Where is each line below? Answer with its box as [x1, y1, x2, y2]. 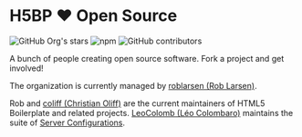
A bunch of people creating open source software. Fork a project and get [9, 53, 285, 64]
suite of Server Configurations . [9, 117, 126, 128]
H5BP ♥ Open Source [9, 5, 178, 26]
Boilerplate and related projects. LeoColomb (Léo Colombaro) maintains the [9, 107, 294, 118]
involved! [9, 63, 44, 73]
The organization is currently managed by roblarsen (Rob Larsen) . [9, 80, 257, 91]
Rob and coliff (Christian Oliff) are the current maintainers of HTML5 [9, 97, 266, 109]
